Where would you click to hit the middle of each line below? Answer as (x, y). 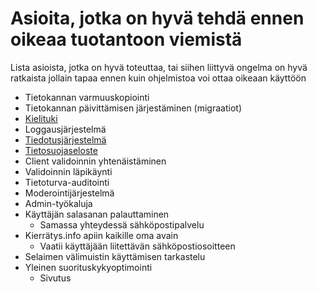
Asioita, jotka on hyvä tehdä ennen (157, 18)
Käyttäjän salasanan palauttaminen (97, 214)
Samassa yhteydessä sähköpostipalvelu (122, 224)
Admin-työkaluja (58, 203)
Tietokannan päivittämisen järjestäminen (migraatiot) (133, 108)
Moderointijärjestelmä (69, 193)
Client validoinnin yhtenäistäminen (95, 161)
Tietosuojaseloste (61, 150)
